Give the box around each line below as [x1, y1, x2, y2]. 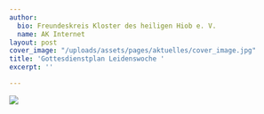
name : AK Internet [17, 29, 86, 38]
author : [9, 12, 38, 22]
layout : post [9, 37, 58, 47]
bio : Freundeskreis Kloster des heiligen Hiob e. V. [17, 21, 217, 30]
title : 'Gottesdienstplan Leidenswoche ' [9, 54, 165, 63]
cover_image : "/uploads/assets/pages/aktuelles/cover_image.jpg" [9, 46, 256, 55]
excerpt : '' [9, 63, 53, 72]
